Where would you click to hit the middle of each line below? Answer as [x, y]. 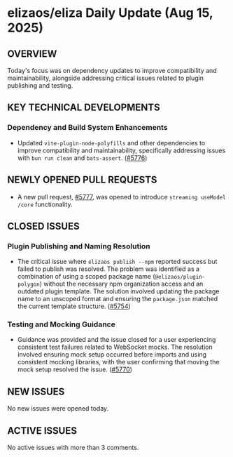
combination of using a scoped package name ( [86, 277]
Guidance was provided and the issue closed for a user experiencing [116, 340]
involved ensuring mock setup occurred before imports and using [112, 355]
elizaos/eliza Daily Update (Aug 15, [110, 13]
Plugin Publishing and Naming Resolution [79, 246]
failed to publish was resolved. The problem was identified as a [108, 269]
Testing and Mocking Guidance [61, 324]
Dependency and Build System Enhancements [87, 128]
